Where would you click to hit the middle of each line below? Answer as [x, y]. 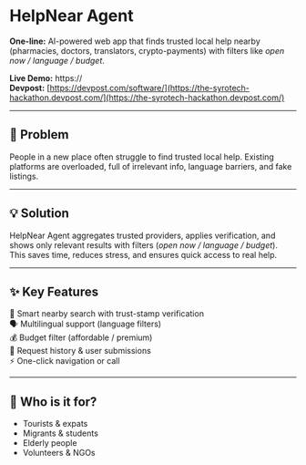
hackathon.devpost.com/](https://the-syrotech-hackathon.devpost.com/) [147, 98]
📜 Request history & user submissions [81, 351]
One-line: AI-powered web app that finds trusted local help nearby [135, 41]
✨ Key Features [54, 291]
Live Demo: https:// [46, 77]
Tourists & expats [55, 424]
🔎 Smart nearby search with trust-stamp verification [107, 314]
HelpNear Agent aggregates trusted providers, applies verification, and [143, 235]
